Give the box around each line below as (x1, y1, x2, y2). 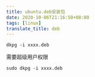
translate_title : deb (6, 25, 60, 32)
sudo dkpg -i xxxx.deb (6, 66, 63, 72)
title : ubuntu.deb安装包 (6, 8, 66, 15)
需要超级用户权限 (6, 54, 48, 61)
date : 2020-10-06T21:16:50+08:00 (6, 14, 90, 20)
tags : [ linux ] (6, 20, 42, 26)
